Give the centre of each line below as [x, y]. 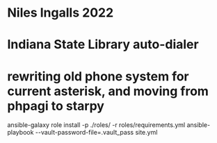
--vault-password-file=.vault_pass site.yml [96, 133]
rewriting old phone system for [98, 76]
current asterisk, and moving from [108, 91]
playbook [21, 133]
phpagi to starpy [56, 106]
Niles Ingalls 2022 [61, 13]
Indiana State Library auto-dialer [103, 45]
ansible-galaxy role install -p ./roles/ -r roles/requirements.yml [96, 125]
